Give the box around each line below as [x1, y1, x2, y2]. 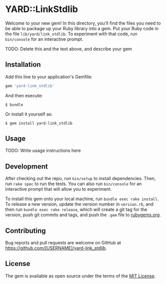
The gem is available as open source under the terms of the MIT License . [5, 272, 156, 279]
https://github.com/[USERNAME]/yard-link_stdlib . [5, 245, 107, 251]
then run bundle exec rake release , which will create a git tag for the [5, 207, 147, 213]
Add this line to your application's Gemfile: [5, 74, 92, 80]
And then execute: [5, 92, 43, 98]
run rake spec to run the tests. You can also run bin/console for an [5, 181, 142, 187]
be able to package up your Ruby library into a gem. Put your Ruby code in [5, 25, 159, 31]
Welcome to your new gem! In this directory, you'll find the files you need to [5, 20, 161, 26]
